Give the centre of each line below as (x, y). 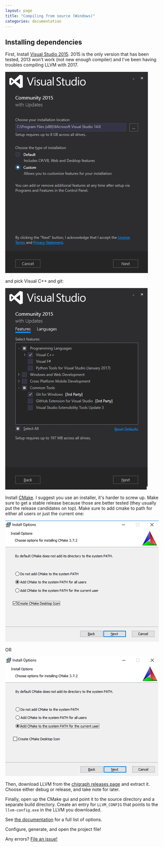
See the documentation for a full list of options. (54, 820)
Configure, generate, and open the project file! (53, 829)
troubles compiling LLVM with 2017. (42, 65)
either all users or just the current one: (45, 514)
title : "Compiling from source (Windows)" (50, 16)
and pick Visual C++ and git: (35, 281)
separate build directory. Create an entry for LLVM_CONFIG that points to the (82, 805)
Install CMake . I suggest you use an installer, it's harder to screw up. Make (82, 498)
